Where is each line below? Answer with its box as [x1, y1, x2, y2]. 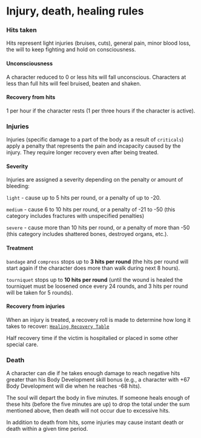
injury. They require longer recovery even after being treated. [6, 149, 159, 156]
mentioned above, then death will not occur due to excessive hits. [6, 407, 171, 414]
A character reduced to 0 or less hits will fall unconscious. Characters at [6, 73, 186, 80]
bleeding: [6, 183, 30, 190]
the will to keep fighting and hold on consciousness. [6, 46, 136, 53]
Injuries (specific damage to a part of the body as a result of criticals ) [6, 136, 184, 143]
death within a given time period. [6, 425, 88, 433]
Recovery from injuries [6, 302, 65, 310]
